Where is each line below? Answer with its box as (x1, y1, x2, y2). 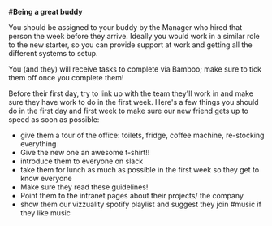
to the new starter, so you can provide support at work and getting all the (8, 40, 253, 50)
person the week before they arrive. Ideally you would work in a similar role (8, 32, 260, 41)
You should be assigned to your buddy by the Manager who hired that (8, 23, 243, 32)
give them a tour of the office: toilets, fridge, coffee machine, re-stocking (19, 130, 265, 140)
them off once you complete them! (8, 73, 124, 82)
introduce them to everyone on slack (19, 156, 144, 166)
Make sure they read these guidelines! (19, 182, 149, 192)
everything (19, 139, 57, 149)
